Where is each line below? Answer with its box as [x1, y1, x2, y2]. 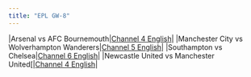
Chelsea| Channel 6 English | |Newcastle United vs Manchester [8, 51, 215, 60]
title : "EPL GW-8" [8, 11, 70, 20]
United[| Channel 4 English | [8, 59, 98, 69]
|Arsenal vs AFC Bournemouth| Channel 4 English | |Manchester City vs [8, 34, 244, 43]
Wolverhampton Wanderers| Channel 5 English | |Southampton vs [8, 42, 223, 52]
